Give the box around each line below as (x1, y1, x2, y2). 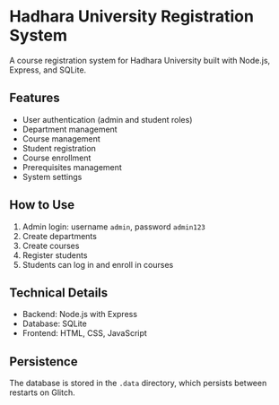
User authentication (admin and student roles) (22, 114, 193, 125)
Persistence (9, 354, 78, 369)
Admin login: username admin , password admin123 (22, 221, 206, 232)
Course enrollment (22, 152, 92, 163)
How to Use (9, 197, 75, 212)
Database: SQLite (22, 318, 87, 329)
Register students (22, 249, 88, 261)
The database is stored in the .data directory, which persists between (9, 378, 267, 389)
